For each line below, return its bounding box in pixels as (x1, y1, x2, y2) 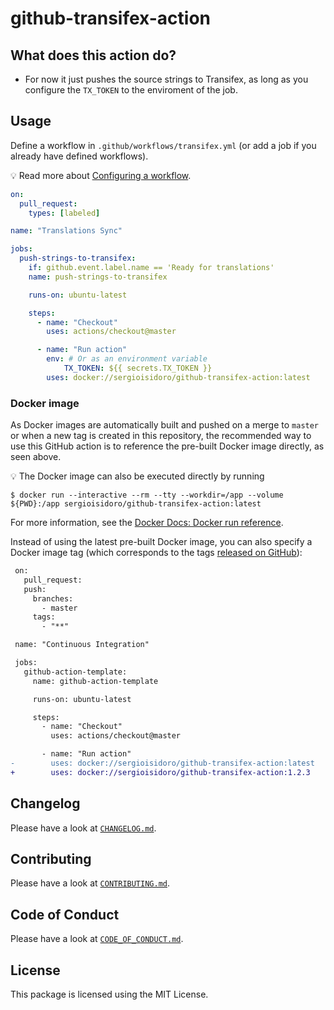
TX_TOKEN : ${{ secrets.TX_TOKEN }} (63, 363, 213, 374)
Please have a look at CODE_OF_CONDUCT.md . (10, 933, 184, 945)
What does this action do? (10, 47, 177, 64)
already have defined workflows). (10, 150, 149, 162)
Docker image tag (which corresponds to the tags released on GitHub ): (10, 547, 303, 559)
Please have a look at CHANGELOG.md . (10, 822, 157, 834)
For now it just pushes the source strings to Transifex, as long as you (24, 73, 309, 85)
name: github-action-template (32, 676, 159, 686)
